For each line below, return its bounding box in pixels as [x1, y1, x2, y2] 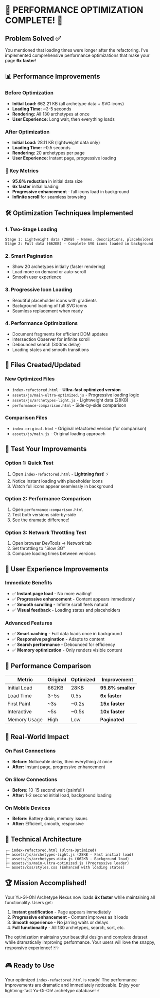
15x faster [100, 700, 125, 707]
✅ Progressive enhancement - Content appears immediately [12, 596, 135, 602]
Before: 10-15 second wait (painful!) [12, 787, 84, 793]
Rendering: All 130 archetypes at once [12, 111, 90, 117]
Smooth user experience [12, 274, 62, 280]
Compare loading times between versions [12, 551, 96, 556]
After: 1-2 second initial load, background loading [12, 792, 112, 798]
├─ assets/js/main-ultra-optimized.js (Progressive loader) [5, 861, 130, 866]
